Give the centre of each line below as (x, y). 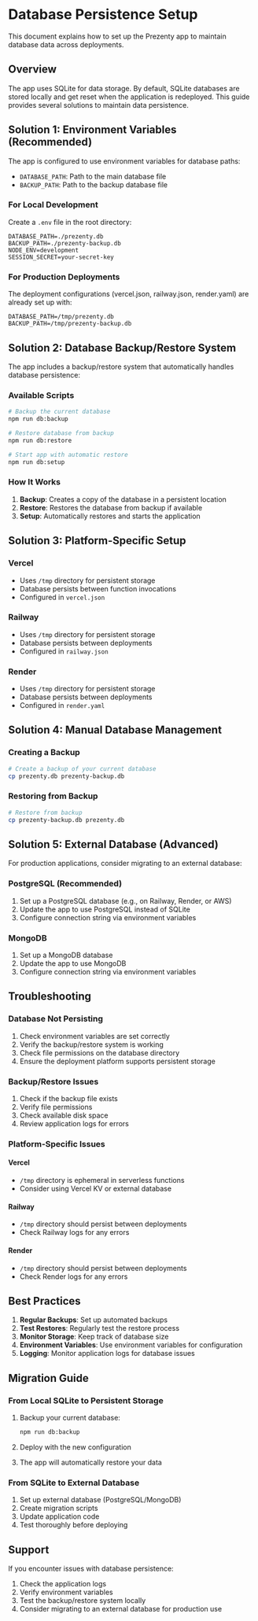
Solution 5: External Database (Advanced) (113, 844)
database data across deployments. (66, 44)
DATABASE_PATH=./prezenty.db (56, 236)
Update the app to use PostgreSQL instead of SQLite (105, 909)
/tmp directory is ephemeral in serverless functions (102, 1181)
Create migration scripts (59, 1509)
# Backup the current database (59, 412)
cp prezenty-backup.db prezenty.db (66, 820)
